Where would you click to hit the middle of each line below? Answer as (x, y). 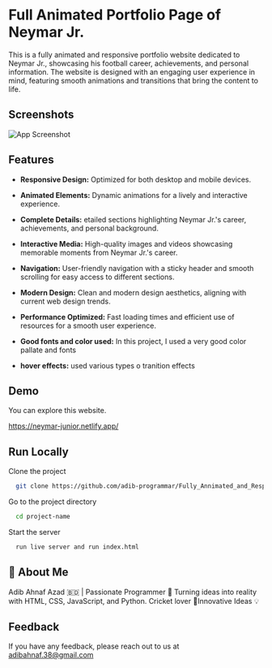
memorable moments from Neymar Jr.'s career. (99, 252)
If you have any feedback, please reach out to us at (94, 646)
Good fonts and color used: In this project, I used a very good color (133, 341)
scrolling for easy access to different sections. (97, 277)
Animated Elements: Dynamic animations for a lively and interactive (134, 195)
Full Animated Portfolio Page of (115, 15)
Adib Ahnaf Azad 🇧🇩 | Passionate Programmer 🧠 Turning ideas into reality (133, 592)
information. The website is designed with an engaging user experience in (132, 71)
